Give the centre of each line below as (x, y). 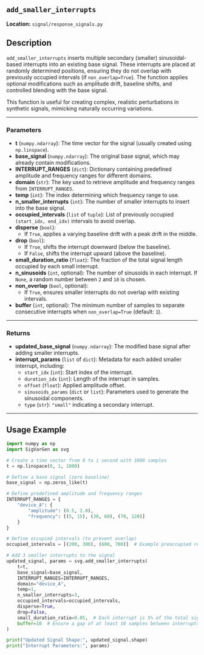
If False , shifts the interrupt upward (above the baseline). (95, 253)
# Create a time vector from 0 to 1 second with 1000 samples (87, 460)
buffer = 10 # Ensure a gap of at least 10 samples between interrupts (108, 623)
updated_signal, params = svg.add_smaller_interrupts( (77, 561)
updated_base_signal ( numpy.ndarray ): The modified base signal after (103, 346)
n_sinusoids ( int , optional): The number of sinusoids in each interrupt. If (106, 273)
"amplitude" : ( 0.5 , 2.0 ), (61, 510)
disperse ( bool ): (36, 227)
